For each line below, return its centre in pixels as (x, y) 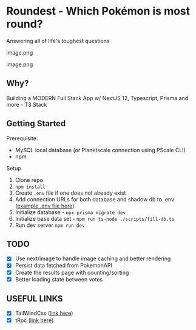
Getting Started (36, 123)
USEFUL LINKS (35, 299)
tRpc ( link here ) (34, 320)
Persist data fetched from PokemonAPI (63, 266)
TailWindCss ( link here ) (44, 313)
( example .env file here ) (45, 206)
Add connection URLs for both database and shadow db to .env (95, 199)
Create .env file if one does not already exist (70, 193)
